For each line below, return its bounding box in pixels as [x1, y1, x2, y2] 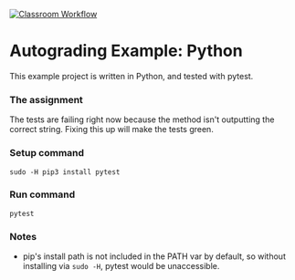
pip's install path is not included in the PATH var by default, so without [22, 251, 286, 262]
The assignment [9, 93, 84, 106]
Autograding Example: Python [9, 41, 244, 61]
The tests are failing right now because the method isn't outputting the [9, 114, 275, 125]
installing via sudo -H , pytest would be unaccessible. [22, 261, 220, 272]
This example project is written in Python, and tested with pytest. [9, 70, 254, 81]
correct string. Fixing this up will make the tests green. [9, 124, 215, 135]
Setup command [9, 147, 85, 160]
